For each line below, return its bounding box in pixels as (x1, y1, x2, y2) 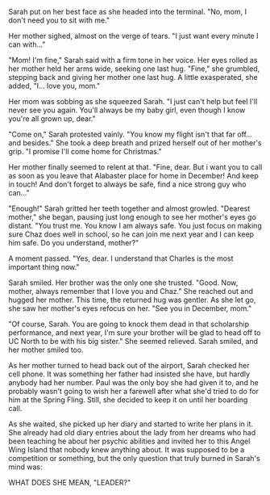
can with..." (8, 40, 46, 49)
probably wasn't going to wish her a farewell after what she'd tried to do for (8, 387, 260, 396)
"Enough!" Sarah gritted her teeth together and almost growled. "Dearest (8, 203, 251, 213)
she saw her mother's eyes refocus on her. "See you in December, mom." (8, 304, 252, 313)
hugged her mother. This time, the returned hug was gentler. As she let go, (8, 295, 256, 304)
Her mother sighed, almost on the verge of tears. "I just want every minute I (8, 31, 259, 40)
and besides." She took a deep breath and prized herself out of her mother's (8, 138, 262, 148)
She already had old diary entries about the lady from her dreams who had (8, 428, 256, 437)
